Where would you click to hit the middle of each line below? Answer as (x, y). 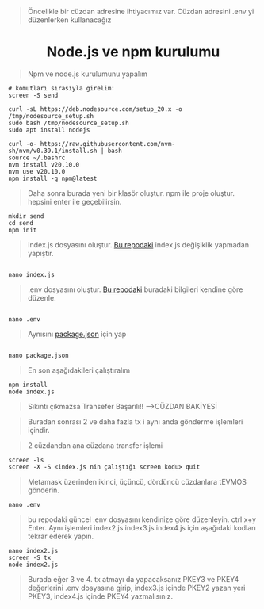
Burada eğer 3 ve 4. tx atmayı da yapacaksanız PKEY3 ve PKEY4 (133, 579)
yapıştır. (40, 253)
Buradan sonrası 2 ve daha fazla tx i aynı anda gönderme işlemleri (135, 421)
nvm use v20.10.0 (37, 171)
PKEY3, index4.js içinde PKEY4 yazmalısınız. (100, 596)
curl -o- (23, 144)
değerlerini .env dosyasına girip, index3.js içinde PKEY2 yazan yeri (136, 588)
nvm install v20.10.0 (44, 165)
